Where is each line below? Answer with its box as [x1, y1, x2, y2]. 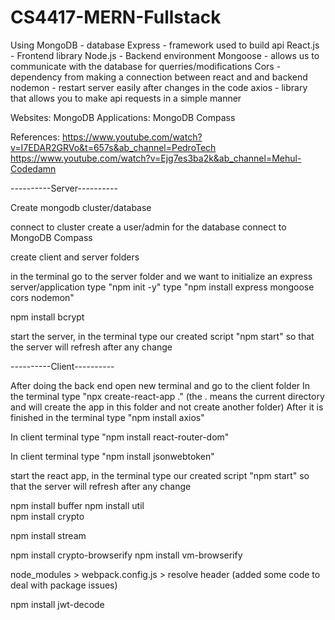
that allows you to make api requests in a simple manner [10, 92, 242, 104]
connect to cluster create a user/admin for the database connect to [10, 221, 287, 233]
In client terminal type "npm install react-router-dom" [10, 431, 230, 443]
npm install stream [10, 529, 87, 541]
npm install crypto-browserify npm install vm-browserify [10, 549, 243, 561]
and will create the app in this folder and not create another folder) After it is [10, 401, 324, 413]
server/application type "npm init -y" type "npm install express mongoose [10, 281, 315, 293]
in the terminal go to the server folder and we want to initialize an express [10, 270, 313, 282]
